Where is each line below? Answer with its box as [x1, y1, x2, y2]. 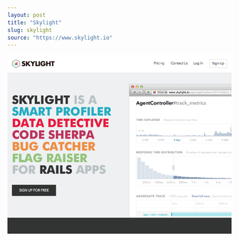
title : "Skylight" [7, 18, 62, 26]
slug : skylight [7, 26, 53, 33]
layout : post [7, 11, 46, 18]
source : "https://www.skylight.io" [7, 34, 113, 41]
